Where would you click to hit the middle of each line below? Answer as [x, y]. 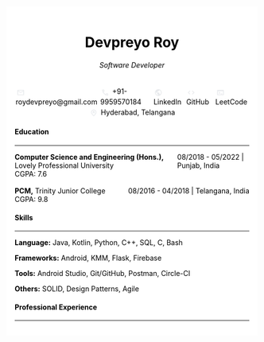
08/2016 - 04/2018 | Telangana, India [189, 190]
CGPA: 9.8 [31, 199]
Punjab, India [198, 165]
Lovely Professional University [64, 165]
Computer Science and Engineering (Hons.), [89, 157]
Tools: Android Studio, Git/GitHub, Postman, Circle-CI [103, 274]
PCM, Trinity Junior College [60, 190]
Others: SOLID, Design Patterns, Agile [77, 289]
